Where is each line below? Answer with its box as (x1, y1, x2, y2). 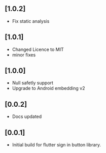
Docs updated (12, 113, 42, 119)
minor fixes (12, 51, 36, 58)
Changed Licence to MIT (12, 46, 64, 52)
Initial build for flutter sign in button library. (12, 142, 101, 148)
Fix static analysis (12, 18, 50, 24)
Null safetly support (12, 80, 54, 86)
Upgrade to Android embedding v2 (12, 85, 85, 91)
